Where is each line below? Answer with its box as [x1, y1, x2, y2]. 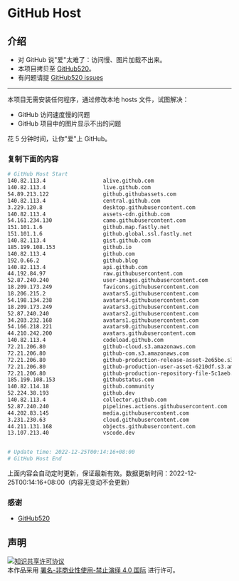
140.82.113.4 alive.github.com [7, 177, 154, 185]
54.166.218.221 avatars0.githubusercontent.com [7, 323, 199, 330]
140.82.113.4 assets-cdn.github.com [7, 211, 171, 218]
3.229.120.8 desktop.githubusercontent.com [7, 203, 196, 211]
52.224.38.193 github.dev [7, 390, 135, 397]
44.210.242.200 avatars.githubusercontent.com [7, 330, 196, 337]
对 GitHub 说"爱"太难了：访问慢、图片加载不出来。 [17, 56, 166, 64]
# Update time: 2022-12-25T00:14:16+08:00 [7, 448, 135, 456]
